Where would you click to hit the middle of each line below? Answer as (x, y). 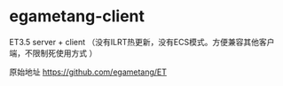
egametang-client (77, 16)
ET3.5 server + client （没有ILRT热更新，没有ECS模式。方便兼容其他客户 (142, 42)
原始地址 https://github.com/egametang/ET (88, 72)
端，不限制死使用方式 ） (53, 53)
